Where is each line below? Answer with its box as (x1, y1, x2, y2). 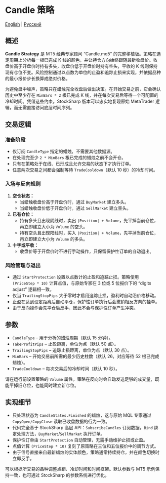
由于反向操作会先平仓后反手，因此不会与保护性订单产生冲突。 (12, 305, 138, 311)
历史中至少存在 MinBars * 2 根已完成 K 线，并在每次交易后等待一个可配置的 (5, 92, 159, 98)
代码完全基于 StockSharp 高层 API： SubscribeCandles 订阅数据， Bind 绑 (12, 424, 159, 430)
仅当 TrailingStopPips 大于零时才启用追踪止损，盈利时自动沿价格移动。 (12, 292, 159, 299)
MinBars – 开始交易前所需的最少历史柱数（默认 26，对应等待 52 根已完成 (12, 353, 160, 359)
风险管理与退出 (5, 262, 41, 269)
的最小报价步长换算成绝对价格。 (5, 75, 70, 81)
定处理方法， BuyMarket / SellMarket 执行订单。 (12, 431, 105, 437)
